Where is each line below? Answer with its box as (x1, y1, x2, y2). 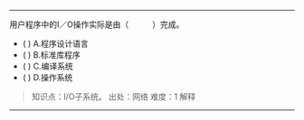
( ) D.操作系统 (22, 72, 73, 82)
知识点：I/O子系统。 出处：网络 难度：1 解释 (31, 91, 196, 102)
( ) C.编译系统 (22, 60, 74, 71)
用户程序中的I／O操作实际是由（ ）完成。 (9, 19, 185, 30)
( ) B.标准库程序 (22, 50, 81, 60)
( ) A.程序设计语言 (22, 38, 89, 49)
